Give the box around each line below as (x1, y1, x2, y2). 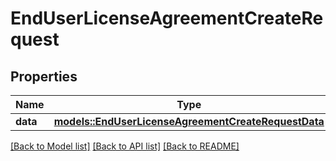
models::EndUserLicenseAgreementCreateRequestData (53, 115, 325, 128)
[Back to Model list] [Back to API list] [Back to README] (10, 140, 240, 152)
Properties (10, 68, 78, 85)
